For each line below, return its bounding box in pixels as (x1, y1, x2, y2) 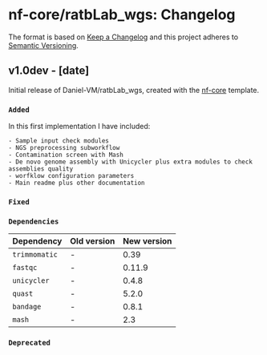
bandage (12, 302, 42, 312)
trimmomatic (12, 250, 59, 260)
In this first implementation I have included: (8, 122, 151, 131)
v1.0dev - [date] (8, 64, 90, 78)
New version (123, 236, 172, 247)
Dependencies (8, 216, 59, 226)
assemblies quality (8, 165, 74, 173)
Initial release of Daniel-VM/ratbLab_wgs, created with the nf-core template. (8, 85, 260, 95)
